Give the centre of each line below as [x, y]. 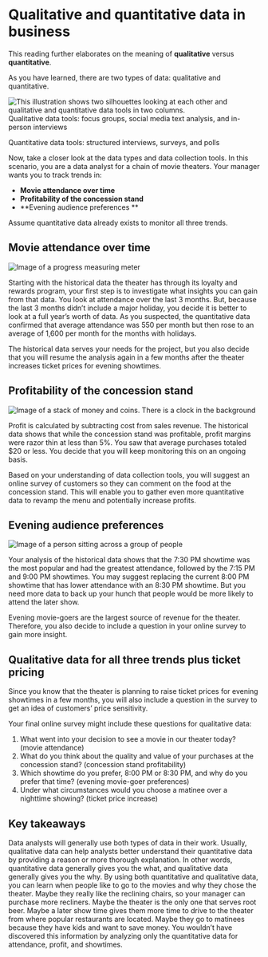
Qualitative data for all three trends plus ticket [124, 660]
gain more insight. [38, 635]
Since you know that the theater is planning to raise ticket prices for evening [133, 691]
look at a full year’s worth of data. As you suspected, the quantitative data [129, 316]
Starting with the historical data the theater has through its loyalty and [123, 282]
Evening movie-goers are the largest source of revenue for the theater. [124, 618]
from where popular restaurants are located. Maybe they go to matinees [126, 919]
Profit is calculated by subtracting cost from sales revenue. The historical [128, 425]
